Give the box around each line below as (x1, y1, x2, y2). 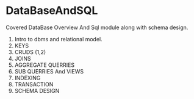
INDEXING (14, 74, 41, 81)
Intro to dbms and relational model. (14, 35, 103, 43)
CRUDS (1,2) (14, 48, 46, 55)
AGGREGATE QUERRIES (14, 61, 74, 69)
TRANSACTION (14, 80, 54, 88)
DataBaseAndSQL (5, 4, 98, 18)
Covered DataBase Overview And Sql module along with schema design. (5, 24, 189, 31)
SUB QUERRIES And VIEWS (14, 67, 84, 75)
